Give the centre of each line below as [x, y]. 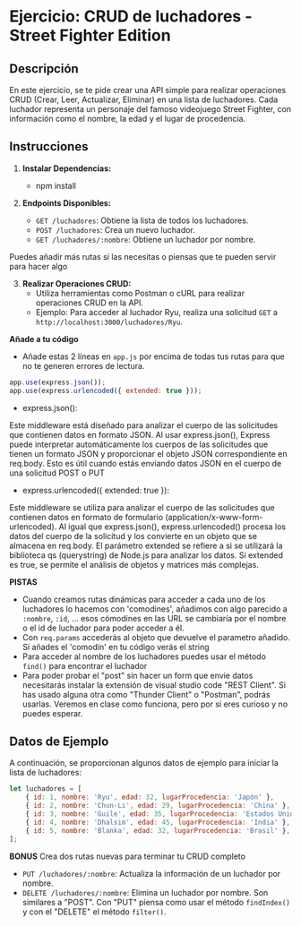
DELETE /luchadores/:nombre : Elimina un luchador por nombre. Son [145, 892]
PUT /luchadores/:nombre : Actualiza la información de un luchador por [151, 873]
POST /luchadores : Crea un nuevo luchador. [115, 229]
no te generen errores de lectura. [83, 365]
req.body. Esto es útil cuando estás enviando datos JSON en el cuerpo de [146, 463]
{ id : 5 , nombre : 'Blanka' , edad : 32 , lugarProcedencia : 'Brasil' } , [158, 830]
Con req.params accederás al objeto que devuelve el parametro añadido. [156, 637]
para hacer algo [39, 266]
